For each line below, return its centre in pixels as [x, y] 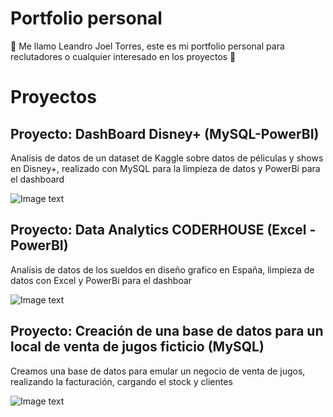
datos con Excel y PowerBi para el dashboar [101, 280]
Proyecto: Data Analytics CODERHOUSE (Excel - [163, 230]
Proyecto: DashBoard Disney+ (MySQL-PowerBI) [165, 133]
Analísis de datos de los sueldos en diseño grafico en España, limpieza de [162, 269]
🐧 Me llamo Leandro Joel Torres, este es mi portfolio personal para [147, 46]
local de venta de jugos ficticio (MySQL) [137, 347]
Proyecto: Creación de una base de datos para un [167, 331]
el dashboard [37, 179]
